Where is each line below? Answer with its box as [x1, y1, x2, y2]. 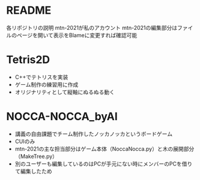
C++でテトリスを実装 [14, 73, 68, 81]
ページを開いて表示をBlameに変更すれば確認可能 [16, 31, 138, 39]
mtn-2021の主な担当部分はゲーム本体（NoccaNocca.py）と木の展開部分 [14, 145, 195, 152]
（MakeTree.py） [14, 152, 58, 160]
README [6, 4, 52, 17]
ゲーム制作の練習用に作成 [14, 81, 79, 88]
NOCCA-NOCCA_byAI [6, 110, 118, 123]
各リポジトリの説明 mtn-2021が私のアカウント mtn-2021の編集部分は [6, 24, 178, 31]
